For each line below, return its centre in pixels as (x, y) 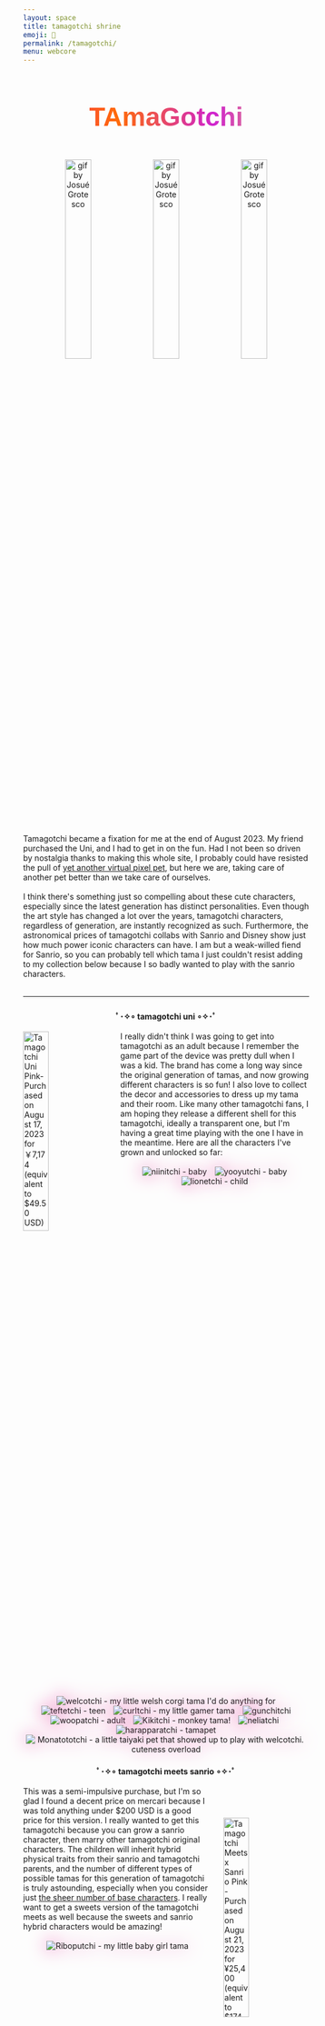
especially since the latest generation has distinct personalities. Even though (166, 906)
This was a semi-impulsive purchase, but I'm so (112, 1791)
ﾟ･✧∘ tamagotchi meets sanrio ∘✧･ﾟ (166, 1771)
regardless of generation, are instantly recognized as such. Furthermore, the (166, 925)
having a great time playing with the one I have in (212, 1133)
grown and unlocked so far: (172, 1152)
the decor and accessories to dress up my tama (210, 1094)
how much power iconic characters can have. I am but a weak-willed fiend (162, 944)
